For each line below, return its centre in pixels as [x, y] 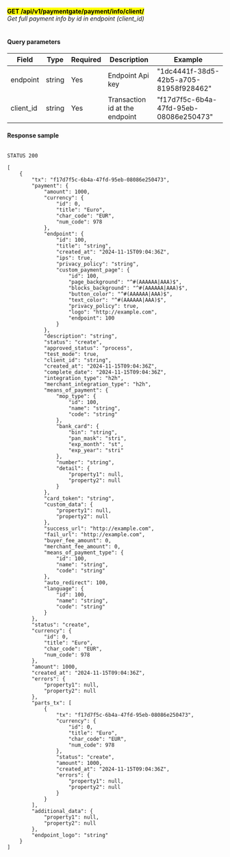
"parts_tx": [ [52, 703]
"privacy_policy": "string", [97, 264]
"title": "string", [84, 246]
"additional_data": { [63, 812]
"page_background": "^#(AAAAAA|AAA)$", [125, 282]
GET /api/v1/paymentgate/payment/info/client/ [76, 11]
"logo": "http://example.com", [113, 312]
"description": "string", [80, 336]
